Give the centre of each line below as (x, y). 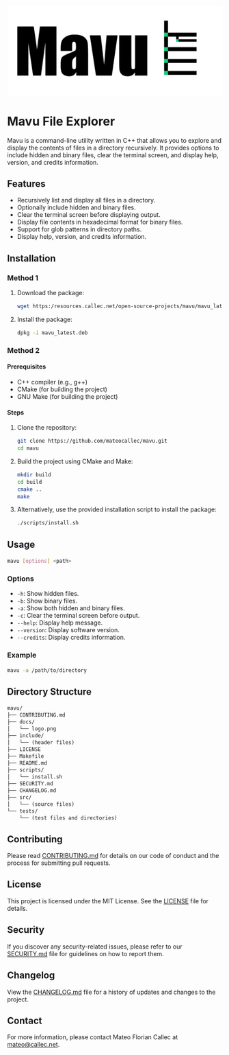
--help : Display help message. (60, 623)
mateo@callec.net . (33, 1045)
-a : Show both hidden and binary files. (71, 608)
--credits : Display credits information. (71, 638)
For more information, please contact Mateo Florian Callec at (93, 1037)
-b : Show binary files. (47, 601)
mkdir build (34, 475)
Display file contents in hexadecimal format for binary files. (100, 222)
